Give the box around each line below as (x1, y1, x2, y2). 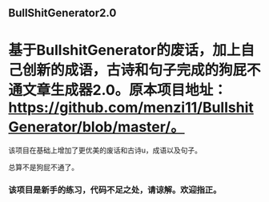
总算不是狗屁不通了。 (8, 163, 78, 172)
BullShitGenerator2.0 (8, 6, 117, 20)
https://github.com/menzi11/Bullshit (8, 98, 254, 117)
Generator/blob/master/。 (8, 117, 186, 136)
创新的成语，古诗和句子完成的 (22, 61, 219, 79)
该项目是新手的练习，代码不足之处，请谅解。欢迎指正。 (8, 184, 222, 196)
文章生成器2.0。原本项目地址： (22, 81, 228, 99)
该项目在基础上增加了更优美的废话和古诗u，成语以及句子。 (8, 145, 203, 155)
